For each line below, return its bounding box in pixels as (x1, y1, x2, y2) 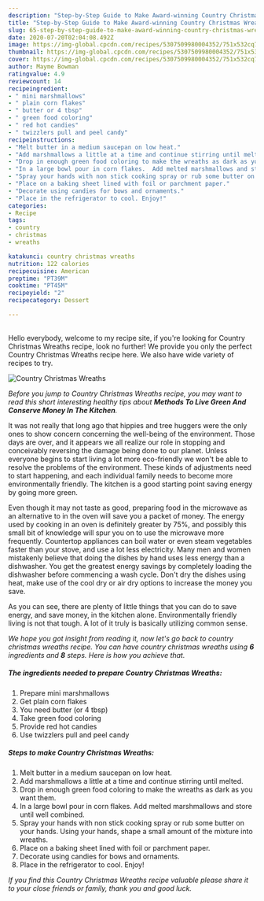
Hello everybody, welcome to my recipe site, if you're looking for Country (8, 333, 245, 342)
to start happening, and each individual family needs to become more (8, 471, 233, 480)
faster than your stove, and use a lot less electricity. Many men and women (8, 545, 251, 554)
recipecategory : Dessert (8, 297, 90, 305)
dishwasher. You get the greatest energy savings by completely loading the (8, 561, 252, 571)
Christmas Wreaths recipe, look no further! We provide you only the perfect (8, 342, 253, 351)
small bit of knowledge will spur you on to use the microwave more (8, 528, 225, 537)
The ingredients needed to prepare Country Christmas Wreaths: (8, 668, 222, 678)
